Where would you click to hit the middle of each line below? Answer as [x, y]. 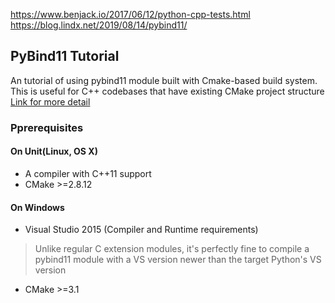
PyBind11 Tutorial [65, 56]
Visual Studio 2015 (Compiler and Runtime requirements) [141, 230]
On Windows [37, 207]
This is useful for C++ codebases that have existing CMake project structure [167, 91]
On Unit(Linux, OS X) [54, 151]
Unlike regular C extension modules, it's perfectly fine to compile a [172, 249]
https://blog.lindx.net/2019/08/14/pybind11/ [99, 25]
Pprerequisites [47, 127]
